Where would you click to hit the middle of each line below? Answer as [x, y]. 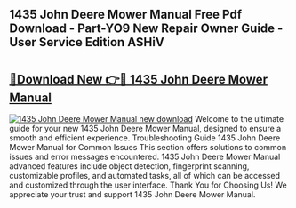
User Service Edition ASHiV [87, 42]
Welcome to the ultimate [240, 119]
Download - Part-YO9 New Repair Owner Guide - [146, 29]
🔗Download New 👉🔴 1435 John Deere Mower [139, 79]
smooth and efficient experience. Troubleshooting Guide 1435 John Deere [145, 138]
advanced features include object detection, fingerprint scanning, [129, 166]
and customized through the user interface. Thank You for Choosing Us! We [148, 185]
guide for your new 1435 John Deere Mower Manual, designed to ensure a [145, 128]
